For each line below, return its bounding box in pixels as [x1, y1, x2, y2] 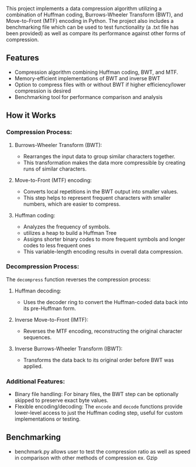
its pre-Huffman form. [23, 305, 76, 312]
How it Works [6, 111, 56, 121]
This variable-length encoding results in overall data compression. [23, 248, 183, 255]
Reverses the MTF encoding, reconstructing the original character [23, 328, 183, 335]
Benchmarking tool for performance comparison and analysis [14, 93, 163, 100]
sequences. [23, 333, 52, 340]
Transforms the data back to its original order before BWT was [23, 356, 174, 363]
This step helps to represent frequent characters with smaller [23, 194, 171, 201]
